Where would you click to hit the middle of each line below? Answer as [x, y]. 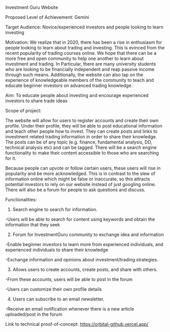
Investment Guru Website [32, 7]
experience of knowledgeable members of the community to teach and [79, 80]
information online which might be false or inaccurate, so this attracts [78, 179]
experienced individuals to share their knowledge [57, 250]
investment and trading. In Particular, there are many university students [81, 64]
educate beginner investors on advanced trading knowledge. [69, 85]
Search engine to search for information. [55, 209]
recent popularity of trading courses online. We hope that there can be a [81, 53]
